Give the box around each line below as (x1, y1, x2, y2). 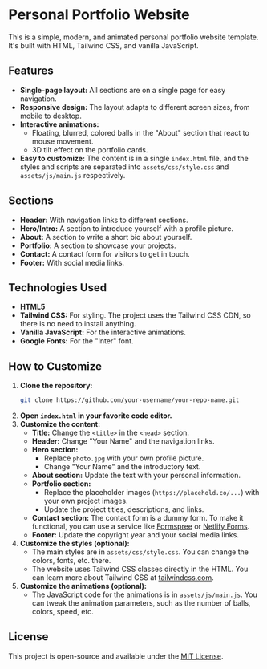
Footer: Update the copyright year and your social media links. (31, 530, 239, 540)
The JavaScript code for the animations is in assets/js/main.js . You (31, 590, 258, 599)
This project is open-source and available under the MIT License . (8, 651, 224, 661)
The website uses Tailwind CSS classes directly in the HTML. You (31, 564, 249, 574)
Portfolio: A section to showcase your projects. (19, 241, 176, 250)
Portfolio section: (31, 479, 91, 489)
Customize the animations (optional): (19, 582, 147, 591)
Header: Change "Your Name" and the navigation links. (31, 436, 215, 446)
